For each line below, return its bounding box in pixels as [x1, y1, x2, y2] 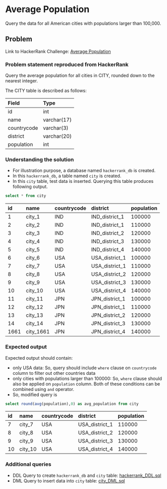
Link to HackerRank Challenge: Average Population [5, 48, 111, 54]
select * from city [5, 193, 46, 199]
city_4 [26, 238, 40, 245]
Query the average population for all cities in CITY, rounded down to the [5, 72, 155, 79]
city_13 [26, 312, 43, 319]
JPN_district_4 [91, 328, 126, 335]
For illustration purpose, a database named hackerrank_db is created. [12, 168, 156, 174]
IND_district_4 [91, 246, 125, 253]
